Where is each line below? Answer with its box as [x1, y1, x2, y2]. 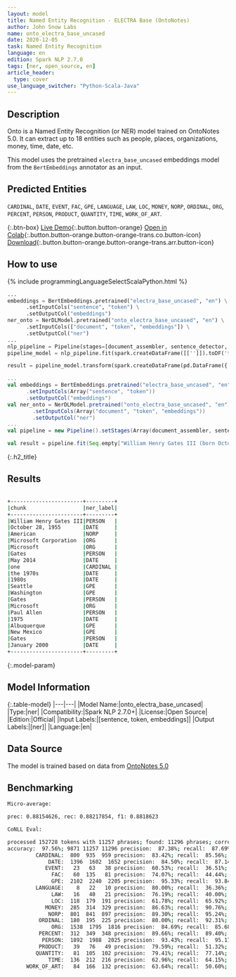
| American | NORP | [7, 530, 118, 538]
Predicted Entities [7, 184, 87, 196]
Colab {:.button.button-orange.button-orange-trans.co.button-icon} [7, 230, 202, 239]
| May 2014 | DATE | [7, 556, 118, 563]
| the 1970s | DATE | [7, 570, 118, 577]
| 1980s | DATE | [7, 576, 118, 584]
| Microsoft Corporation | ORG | [7, 537, 118, 544]
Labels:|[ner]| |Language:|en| [7, 722, 93, 731]
